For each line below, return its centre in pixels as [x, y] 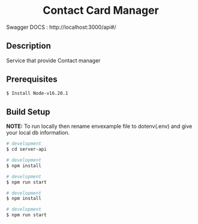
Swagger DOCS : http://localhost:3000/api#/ [61, 27]
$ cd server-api [26, 150]
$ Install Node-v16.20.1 [37, 93]
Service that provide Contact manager [53, 60]
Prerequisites [32, 80]
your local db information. [38, 133]
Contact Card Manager [101, 11]
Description [28, 46]
